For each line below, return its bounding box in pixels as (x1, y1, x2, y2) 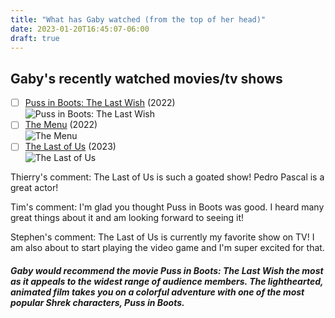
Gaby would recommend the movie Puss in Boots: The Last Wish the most (10, 264, 324, 276)
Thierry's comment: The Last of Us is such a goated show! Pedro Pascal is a (10, 171, 325, 183)
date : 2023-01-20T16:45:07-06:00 (10, 24, 150, 34)
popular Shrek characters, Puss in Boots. (10, 296, 185, 308)
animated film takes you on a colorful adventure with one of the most (10, 286, 305, 298)
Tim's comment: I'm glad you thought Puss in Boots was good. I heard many (10, 201, 325, 213)
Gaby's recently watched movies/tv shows (10, 70, 283, 87)
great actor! (10, 182, 59, 194)
